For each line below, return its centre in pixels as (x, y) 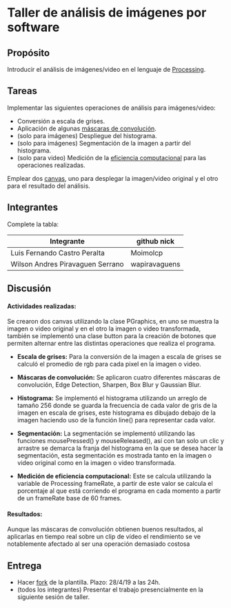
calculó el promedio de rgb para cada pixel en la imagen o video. (109, 364)
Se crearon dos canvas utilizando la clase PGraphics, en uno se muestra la (113, 322)
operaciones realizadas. (51, 165)
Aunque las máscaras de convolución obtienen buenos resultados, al (105, 529)
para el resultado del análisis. (49, 186)
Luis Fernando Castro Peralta (58, 253)
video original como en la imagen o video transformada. (97, 463)
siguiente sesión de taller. (53, 597)
